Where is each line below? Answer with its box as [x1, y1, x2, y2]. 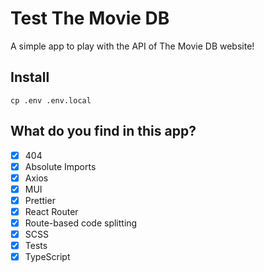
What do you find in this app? [10, 123, 197, 140]
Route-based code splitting [24, 217, 138, 229]
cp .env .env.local [10, 95, 92, 106]
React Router [24, 205, 79, 217]
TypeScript [24, 251, 71, 263]
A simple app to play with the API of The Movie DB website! [10, 40, 255, 52]
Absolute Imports [24, 160, 97, 172]
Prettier [24, 194, 56, 206]
